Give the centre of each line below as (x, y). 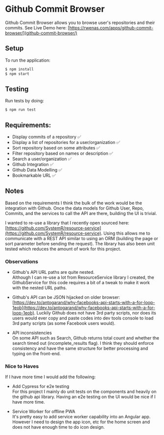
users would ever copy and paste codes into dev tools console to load (83, 318)
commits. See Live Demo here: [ (37, 27)
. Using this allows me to (126, 233)
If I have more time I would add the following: (50, 377)
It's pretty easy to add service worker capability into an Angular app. (81, 417)
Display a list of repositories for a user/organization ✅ (66, 142)
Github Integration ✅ (33, 164)
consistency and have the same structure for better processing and (80, 348)
